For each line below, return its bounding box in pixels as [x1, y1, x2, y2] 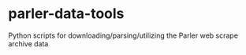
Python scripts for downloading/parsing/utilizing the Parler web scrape [8, 31, 239, 40]
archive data [8, 38, 49, 48]
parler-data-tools [8, 5, 125, 23]
